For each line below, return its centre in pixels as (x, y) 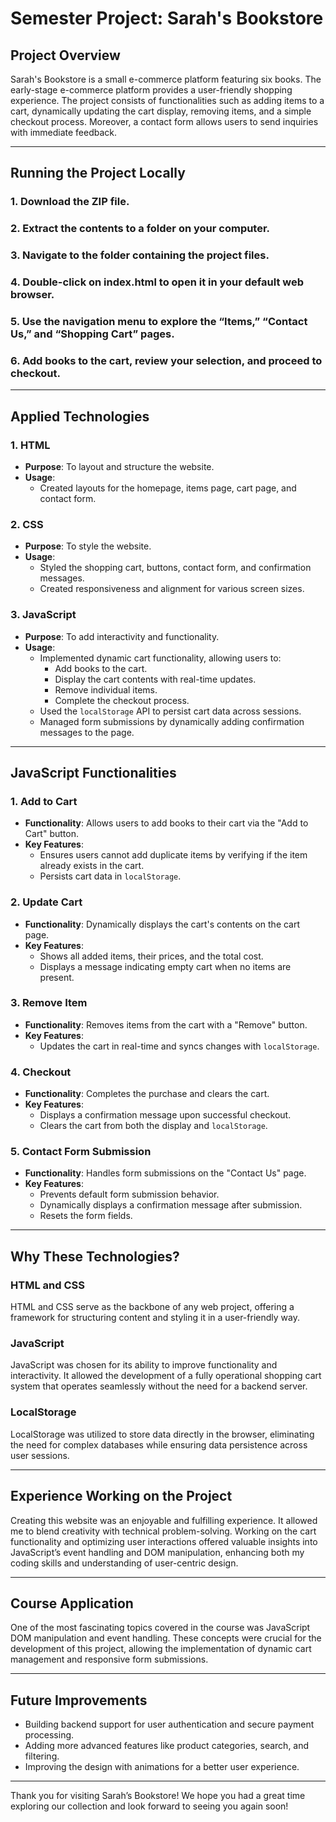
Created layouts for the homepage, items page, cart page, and (168, 488)
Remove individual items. (106, 689)
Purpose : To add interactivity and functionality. (122, 636)
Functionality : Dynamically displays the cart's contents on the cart (162, 924)
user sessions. (40, 1455)
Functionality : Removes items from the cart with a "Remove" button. (166, 1024)
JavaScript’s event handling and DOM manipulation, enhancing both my (157, 1552)
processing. (49, 1735)
